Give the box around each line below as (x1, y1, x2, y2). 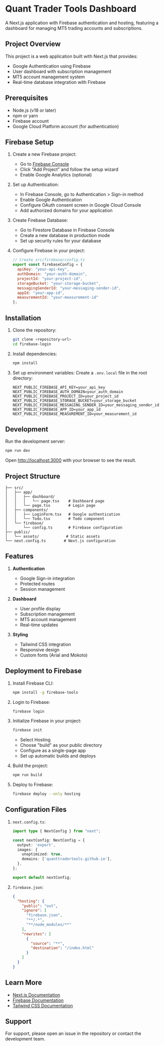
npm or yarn (12, 112, 38, 119)
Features (5, 552, 34, 561)
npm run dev (5, 448, 30, 453)
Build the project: (12, 763, 48, 769)
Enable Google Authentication (20, 197, 82, 203)
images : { (17, 847, 38, 852)
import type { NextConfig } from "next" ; (12, 828, 101, 834)
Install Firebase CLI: (12, 680, 54, 686)
